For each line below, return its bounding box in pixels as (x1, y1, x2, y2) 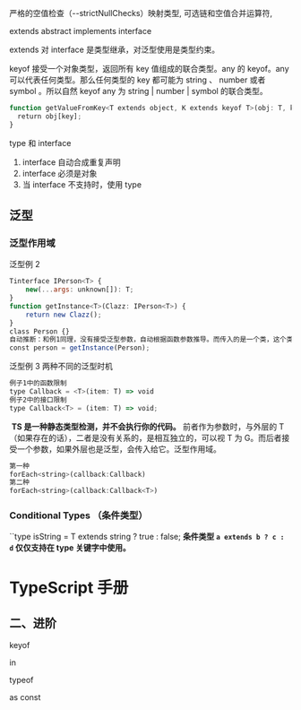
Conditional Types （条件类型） (9, 509, 148, 522)
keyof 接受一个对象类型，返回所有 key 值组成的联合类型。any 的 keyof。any (9, 64, 289, 74)
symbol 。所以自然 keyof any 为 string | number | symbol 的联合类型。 (9, 86, 269, 96)
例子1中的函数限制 (9, 379, 67, 388)
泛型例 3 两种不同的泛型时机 (9, 361, 114, 372)
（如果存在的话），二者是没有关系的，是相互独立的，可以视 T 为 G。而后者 (9, 432, 282, 443)
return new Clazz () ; (25, 310, 102, 319)
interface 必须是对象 (21, 168, 98, 178)
